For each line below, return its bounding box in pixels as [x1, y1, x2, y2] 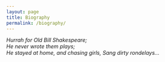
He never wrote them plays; [6, 43, 76, 50]
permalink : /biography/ [6, 20, 66, 26]
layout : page [6, 8, 39, 15]
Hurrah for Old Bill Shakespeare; [6, 37, 88, 44]
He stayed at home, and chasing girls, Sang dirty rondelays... [6, 49, 160, 57]
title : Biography [6, 14, 50, 20]
